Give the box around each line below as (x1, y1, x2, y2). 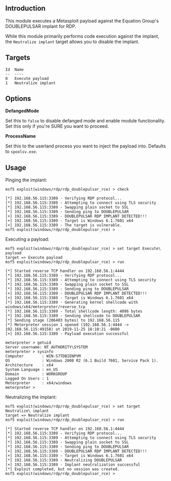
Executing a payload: (5, 236, 50, 242)
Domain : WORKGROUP (5, 371, 67, 377)
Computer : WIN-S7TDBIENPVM (5, 353, 81, 359)
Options (5, 94, 32, 103)
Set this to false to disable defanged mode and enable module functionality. (5, 118, 166, 124)
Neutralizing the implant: (5, 394, 57, 400)
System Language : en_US (5, 367, 58, 372)
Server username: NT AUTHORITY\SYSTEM (5, 345, 88, 350)
